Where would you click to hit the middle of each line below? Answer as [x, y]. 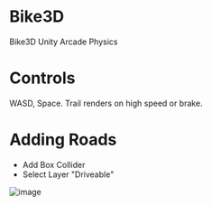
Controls [42, 78]
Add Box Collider [54, 164]
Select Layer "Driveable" [68, 174]
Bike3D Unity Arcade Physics [64, 42]
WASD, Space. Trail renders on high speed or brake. [106, 103]
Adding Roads [63, 140]
